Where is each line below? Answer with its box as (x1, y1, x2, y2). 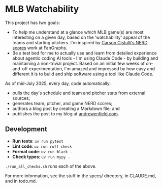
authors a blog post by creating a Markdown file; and (12, 106, 120, 111)
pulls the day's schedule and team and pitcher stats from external (12, 90, 146, 96)
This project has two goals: (5, 20, 60, 26)
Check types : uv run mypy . (12, 154, 70, 160)
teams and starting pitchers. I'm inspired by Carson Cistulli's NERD (12, 39, 148, 45)
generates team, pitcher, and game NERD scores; (12, 100, 113, 106)
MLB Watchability (5, 3, 79, 15)
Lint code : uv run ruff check (12, 143, 72, 149)
